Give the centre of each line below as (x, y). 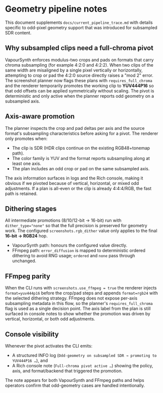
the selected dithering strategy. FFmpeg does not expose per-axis (71, 298)
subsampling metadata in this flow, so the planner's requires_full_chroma (79, 304)
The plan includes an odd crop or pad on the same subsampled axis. (81, 168)
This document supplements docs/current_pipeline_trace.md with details (79, 22)
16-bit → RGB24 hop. (26, 236)
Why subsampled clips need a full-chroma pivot (79, 48)
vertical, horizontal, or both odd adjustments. (50, 319)
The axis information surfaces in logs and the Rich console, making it (74, 178)
